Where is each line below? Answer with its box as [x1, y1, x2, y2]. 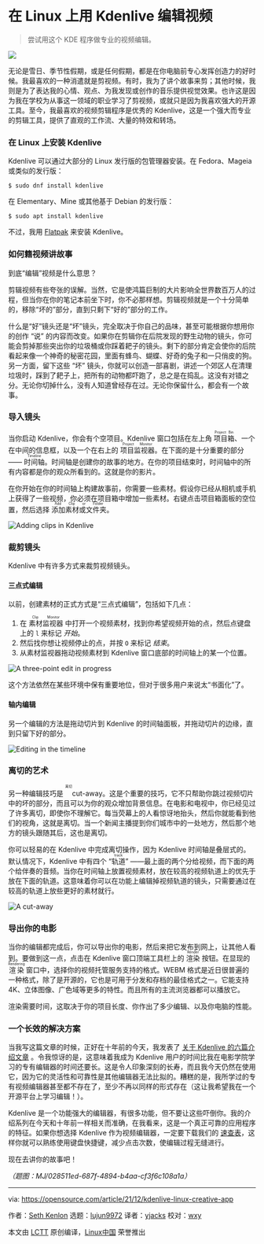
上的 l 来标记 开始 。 [19, 629, 85, 638]
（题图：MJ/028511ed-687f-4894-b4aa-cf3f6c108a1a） [8, 1172, 192, 1181]
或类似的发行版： [8, 166, 64, 175]
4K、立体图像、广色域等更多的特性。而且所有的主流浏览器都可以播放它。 [8, 985, 245, 995]
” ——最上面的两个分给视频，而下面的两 [125, 856, 255, 866]
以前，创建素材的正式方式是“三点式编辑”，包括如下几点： [8, 600, 194, 609]
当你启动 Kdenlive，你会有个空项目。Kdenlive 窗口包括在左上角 [8, 434, 212, 443]
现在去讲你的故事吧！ [8, 1154, 77, 1165]
